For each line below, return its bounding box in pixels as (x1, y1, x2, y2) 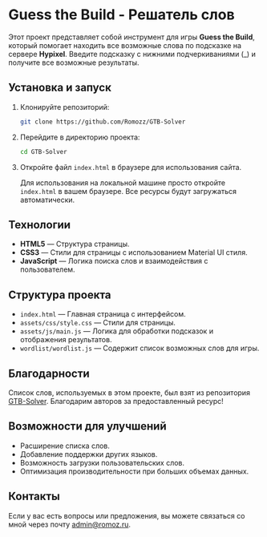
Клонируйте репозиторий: (19, 102, 110, 111)
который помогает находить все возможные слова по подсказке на (8, 40, 242, 50)
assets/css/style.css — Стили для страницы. (19, 318, 176, 328)
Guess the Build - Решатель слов (8, 6, 235, 24)
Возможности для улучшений (8, 419, 167, 434)
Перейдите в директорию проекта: (19, 132, 140, 142)
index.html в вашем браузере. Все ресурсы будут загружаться (19, 186, 237, 196)
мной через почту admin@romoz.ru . (8, 519, 131, 529)
